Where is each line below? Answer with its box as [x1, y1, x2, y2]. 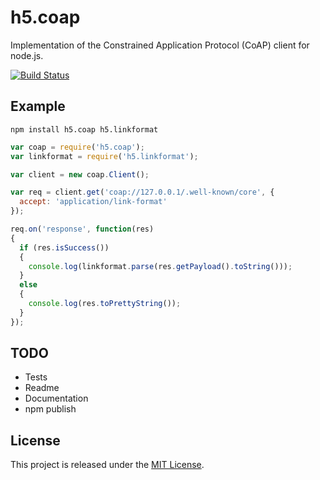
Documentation [24, 392, 89, 405]
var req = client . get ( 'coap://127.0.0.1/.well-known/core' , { [10, 187, 275, 198]
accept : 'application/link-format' [19, 197, 168, 207]
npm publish [24, 403, 77, 415]
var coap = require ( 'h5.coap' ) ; [10, 142, 145, 152]
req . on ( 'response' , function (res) [10, 224, 155, 234]
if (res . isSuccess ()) [19, 242, 110, 253]
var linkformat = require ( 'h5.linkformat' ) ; [10, 151, 199, 161]
